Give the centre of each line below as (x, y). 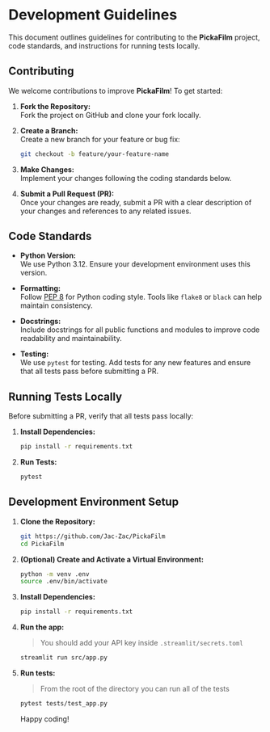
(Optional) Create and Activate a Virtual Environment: (112, 559)
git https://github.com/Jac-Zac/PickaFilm (93, 536)
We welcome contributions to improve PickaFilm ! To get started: (116, 90)
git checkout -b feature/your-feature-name (95, 154)
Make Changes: (47, 169)
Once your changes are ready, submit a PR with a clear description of (136, 202)
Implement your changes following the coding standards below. (126, 178)
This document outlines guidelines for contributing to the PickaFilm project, (134, 37)
